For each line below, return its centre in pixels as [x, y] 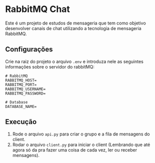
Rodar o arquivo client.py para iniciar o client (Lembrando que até [81, 144]
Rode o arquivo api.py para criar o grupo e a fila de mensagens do [81, 134]
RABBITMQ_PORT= [21, 84]
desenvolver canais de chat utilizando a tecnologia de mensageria [73, 28]
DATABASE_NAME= [21, 106]
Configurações [29, 49]
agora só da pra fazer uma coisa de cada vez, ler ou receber [75, 150]
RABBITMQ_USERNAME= [25, 89]
